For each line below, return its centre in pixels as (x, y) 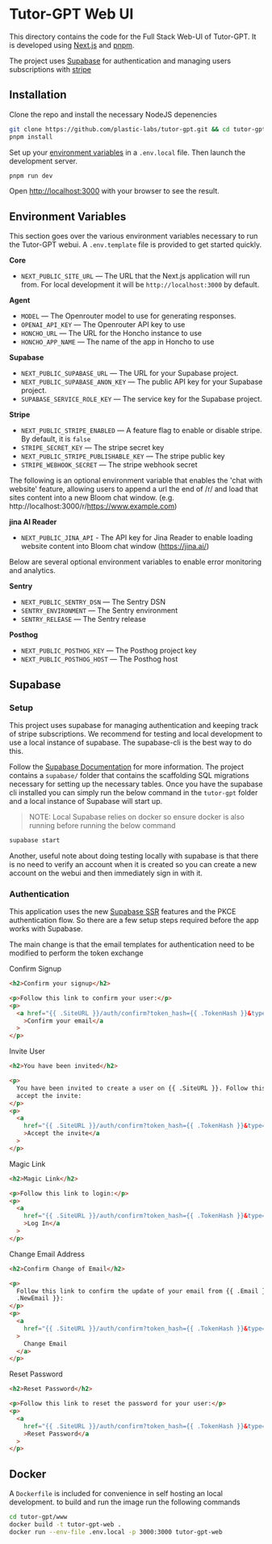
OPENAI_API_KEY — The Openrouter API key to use (103, 325)
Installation (38, 95)
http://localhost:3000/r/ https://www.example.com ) (93, 506)
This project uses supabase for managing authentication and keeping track (134, 725)
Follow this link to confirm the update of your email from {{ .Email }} (143, 1291)
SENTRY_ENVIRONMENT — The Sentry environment (99, 610)
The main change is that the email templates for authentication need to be (132, 945)
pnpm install (31, 137)
